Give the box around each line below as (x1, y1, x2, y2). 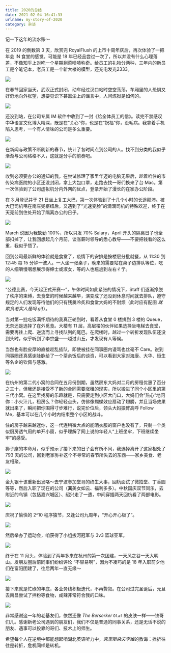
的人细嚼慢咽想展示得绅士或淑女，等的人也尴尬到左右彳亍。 (5, 266, 130, 273)
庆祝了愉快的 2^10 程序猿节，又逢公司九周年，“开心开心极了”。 (5, 512, 137, 518)
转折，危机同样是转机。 (14, 642, 64, 648)
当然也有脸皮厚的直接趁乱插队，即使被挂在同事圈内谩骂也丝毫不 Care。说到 (5, 346, 164, 352)
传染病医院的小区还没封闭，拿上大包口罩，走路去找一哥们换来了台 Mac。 (5, 179, 159, 186)
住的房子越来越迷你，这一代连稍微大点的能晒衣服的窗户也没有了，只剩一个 (5, 422, 161, 428)
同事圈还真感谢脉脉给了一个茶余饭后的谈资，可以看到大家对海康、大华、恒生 (5, 352, 166, 359)
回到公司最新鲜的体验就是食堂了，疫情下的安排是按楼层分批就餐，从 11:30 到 (5, 253, 165, 260)
